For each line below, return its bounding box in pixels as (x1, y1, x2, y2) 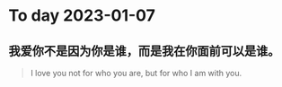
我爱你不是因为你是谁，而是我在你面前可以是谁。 (8, 43, 280, 58)
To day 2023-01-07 (8, 5, 156, 26)
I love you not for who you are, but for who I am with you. (30, 68, 242, 78)
